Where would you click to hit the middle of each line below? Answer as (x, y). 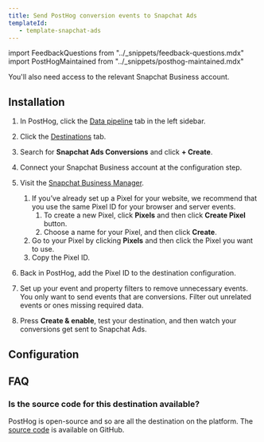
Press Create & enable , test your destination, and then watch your (128, 321)
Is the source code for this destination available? (104, 404)
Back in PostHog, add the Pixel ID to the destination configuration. (128, 273)
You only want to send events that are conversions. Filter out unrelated (136, 297)
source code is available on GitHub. (66, 430)
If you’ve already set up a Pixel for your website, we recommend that (144, 198)
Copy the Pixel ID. (60, 258)
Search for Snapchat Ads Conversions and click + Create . (116, 152)
